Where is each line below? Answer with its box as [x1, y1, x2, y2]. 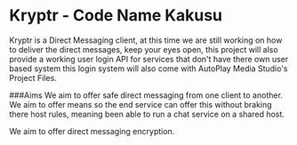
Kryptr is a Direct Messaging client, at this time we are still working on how [9, 35, 283, 45]
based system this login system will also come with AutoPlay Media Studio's [9, 63, 288, 74]
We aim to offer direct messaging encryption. [9, 125, 175, 136]
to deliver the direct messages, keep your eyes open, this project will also [9, 44, 278, 54]
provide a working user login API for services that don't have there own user [9, 53, 289, 64]
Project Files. [9, 72, 58, 83]
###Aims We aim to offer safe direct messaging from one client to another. [9, 90, 283, 101]
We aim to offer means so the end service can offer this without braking [9, 99, 273, 109]
